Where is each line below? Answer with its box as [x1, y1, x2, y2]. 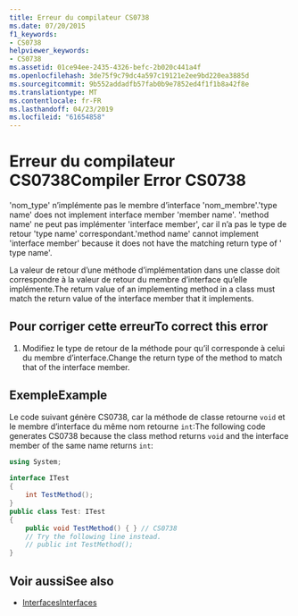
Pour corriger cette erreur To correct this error [9, 319, 269, 334]
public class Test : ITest [9, 507, 105, 516]
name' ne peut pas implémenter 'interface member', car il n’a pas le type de [9, 219, 287, 230]
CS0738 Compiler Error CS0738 [9, 171, 247, 190]
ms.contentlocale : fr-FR [9, 96, 102, 105]
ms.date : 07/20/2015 [9, 21, 87, 30]
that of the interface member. [21, 361, 131, 372]
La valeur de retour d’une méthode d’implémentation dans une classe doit [9, 265, 280, 275]
